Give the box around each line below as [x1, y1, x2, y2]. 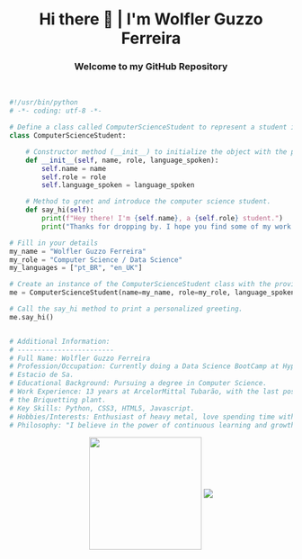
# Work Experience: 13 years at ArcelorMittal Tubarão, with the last [9, 387, 280, 396]
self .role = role [41, 172, 106, 182]
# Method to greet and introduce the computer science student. [25, 197, 271, 206]
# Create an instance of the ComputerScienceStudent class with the [9, 280, 271, 289]
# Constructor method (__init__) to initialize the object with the [25, 147, 288, 157]
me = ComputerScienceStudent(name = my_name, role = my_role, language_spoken [9, 288, 296, 297]
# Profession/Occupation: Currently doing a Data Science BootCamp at [9, 362, 280, 371]
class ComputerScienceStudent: [9, 131, 127, 140]
